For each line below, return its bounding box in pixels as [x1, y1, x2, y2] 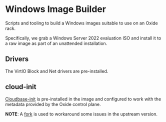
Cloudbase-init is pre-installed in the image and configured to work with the [5, 96, 161, 102]
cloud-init [5, 82, 36, 91]
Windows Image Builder [5, 3, 106, 15]
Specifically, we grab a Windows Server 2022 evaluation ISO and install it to [5, 35, 161, 41]
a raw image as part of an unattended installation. [5, 40, 107, 46]
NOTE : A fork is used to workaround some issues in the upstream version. [5, 111, 158, 117]
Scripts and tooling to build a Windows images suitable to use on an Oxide [5, 20, 158, 26]
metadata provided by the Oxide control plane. [5, 101, 101, 107]
